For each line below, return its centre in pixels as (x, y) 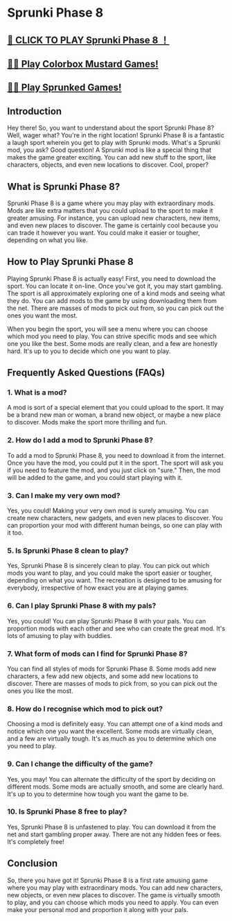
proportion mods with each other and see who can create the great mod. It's (116, 628)
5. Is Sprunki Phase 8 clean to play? (68, 551)
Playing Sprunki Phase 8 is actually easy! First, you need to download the (111, 278)
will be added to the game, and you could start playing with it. (95, 477)
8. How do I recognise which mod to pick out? (85, 709)
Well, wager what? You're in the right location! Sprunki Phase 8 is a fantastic (116, 135)
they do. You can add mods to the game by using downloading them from (112, 300)
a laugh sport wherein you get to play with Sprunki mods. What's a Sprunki (114, 143)
